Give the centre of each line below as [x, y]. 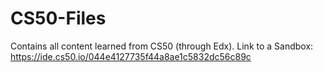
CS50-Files [58, 18]
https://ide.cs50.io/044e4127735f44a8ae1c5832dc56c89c [131, 56]
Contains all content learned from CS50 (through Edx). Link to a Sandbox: [162, 46]
